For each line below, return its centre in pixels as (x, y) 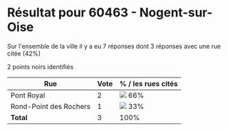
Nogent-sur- (176, 13)
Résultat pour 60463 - (72, 13)
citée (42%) (24, 53)
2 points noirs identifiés (41, 67)
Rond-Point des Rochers (50, 106)
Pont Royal (28, 95)
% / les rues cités (149, 84)
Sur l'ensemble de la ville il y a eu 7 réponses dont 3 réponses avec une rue (114, 46)
